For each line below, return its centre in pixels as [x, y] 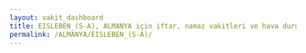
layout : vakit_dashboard [56, 18]
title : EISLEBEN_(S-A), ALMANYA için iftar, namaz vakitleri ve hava [144, 26]
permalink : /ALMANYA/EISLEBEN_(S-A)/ [81, 34]
